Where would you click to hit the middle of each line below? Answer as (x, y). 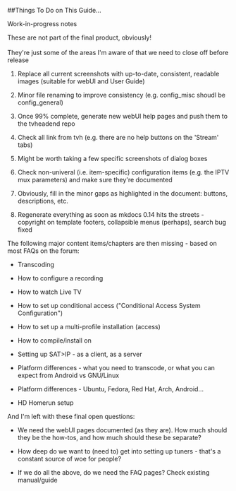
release (18, 60)
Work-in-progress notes (42, 24)
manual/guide (37, 480)
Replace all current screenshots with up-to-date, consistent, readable (118, 74)
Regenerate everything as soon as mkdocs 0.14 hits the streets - (111, 214)
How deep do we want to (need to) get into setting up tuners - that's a (119, 451)
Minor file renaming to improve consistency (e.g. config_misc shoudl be (121, 95)
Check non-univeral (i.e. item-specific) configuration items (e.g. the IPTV (123, 172)
